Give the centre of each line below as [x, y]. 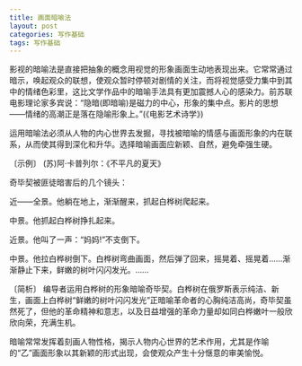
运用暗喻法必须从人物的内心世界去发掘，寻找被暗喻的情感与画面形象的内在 [147, 133]
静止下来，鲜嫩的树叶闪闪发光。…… [83, 270]
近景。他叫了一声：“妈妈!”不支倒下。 [77, 240]
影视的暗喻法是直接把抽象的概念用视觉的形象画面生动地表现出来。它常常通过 [151, 69]
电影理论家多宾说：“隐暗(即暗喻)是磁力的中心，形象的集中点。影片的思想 [144, 103]
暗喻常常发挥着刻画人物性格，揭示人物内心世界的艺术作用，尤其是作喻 [139, 342]
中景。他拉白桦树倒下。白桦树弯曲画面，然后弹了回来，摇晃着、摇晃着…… [146, 259]
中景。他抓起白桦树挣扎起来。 [64, 221]
